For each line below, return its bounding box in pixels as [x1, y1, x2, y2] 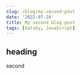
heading [6, 46, 37, 56]
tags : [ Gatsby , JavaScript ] [6, 25, 76, 31]
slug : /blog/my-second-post [6, 8, 76, 15]
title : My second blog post [6, 19, 76, 25]
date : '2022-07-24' [6, 14, 54, 20]
